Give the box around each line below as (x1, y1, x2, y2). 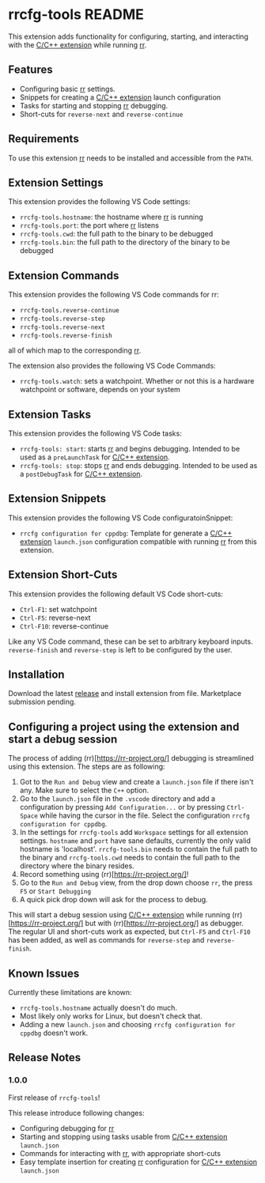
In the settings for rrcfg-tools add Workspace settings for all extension (19, 828, 248, 837)
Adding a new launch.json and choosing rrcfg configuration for (19, 1020, 236, 1030)
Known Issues (8, 966, 80, 980)
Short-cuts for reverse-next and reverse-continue (19, 109, 184, 119)
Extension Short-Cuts (8, 568, 118, 582)
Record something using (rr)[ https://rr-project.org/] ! (19, 870, 189, 879)
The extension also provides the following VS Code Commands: (8, 361, 216, 371)
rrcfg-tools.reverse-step (19, 315, 105, 323)
